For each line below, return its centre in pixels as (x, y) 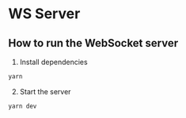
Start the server (45, 91)
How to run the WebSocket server (93, 43)
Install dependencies (54, 62)
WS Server (44, 14)
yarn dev (23, 106)
